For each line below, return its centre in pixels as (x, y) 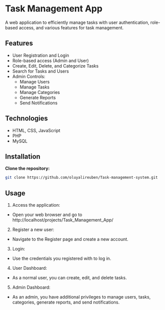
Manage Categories (40, 92)
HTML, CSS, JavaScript (36, 130)
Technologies (27, 118)
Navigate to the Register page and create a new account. (70, 239)
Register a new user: (33, 230)
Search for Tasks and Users (41, 71)
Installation (23, 156)
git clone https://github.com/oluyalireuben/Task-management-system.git (82, 178)
